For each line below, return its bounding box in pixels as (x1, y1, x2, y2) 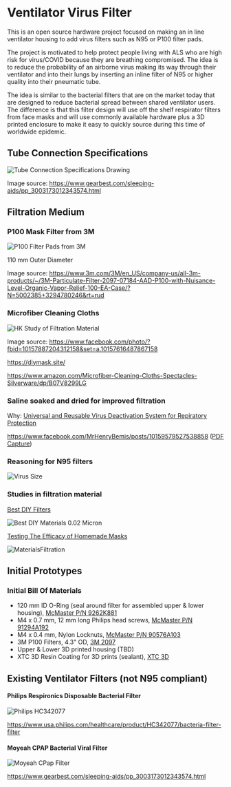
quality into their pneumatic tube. (7, 77, 101, 85)
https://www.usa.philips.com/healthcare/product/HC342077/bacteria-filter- (7, 720, 221, 728)
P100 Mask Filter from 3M (7, 227, 95, 237)
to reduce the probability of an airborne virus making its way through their (7, 63, 217, 71)
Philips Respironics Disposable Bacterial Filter (7, 692, 142, 700)
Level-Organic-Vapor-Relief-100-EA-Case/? (7, 284, 131, 292)
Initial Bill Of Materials (7, 585, 82, 595)
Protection (7, 419, 36, 428)
